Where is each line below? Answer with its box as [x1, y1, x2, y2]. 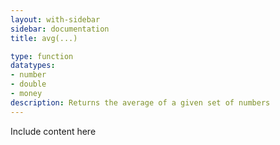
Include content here [10, 125, 97, 137]
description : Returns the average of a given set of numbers [10, 97, 271, 108]
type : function [10, 51, 74, 61]
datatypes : [10, 61, 56, 71]
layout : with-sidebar [10, 14, 101, 25]
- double [10, 79, 47, 90]
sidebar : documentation [10, 24, 110, 34]
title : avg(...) [10, 33, 78, 43]
